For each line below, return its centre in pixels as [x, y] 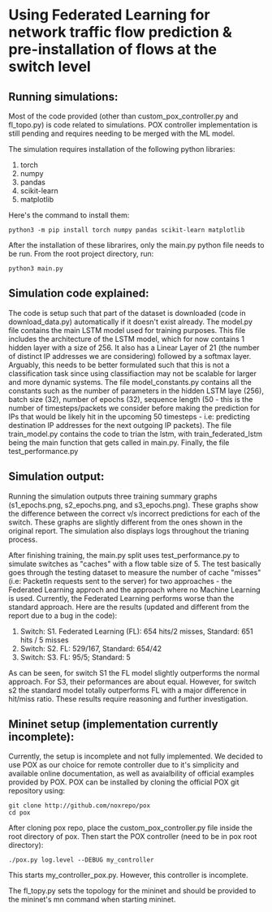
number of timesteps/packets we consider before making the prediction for [134, 408]
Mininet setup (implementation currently [113, 724]
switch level [50, 67]
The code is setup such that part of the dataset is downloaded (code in [127, 313]
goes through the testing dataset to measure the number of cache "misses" [135, 572]
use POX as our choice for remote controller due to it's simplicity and [124, 765]
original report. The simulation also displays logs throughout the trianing [129, 530]
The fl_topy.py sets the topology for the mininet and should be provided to [132, 891]
